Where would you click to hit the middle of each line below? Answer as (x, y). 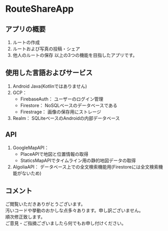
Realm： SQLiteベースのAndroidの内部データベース (66, 118)
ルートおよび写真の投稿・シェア (46, 49)
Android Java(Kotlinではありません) (50, 86)
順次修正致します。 (25, 217)
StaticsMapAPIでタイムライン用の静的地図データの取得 (78, 160)
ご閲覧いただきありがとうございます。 (45, 204)
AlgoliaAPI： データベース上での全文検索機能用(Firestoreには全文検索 (86, 166)
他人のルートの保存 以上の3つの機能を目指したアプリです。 (75, 55)
